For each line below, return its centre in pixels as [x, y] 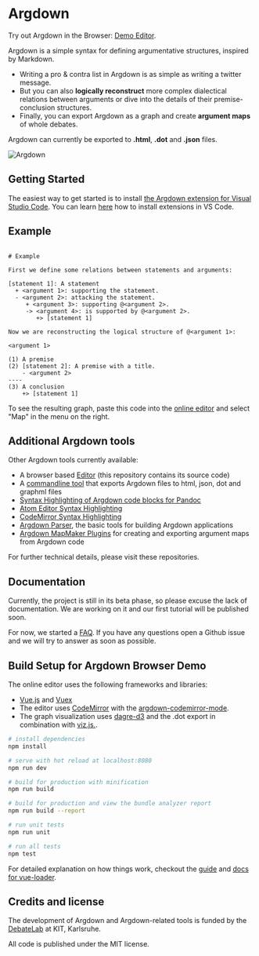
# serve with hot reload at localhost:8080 [80, 761]
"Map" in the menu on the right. [59, 416]
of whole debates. [49, 124]
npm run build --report [47, 811]
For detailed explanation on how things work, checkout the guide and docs [128, 869]
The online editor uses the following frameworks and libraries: [108, 684]
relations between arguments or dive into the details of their [116, 99]
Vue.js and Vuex [46, 700]
